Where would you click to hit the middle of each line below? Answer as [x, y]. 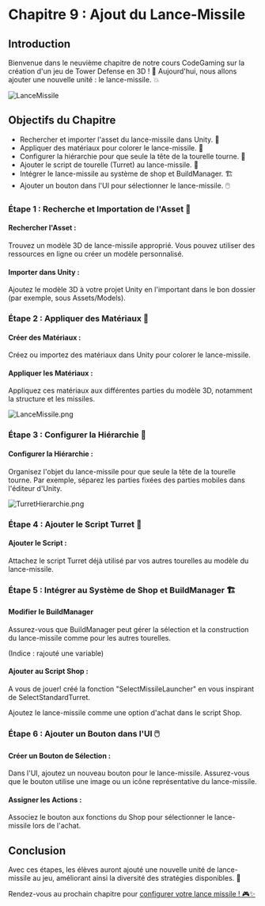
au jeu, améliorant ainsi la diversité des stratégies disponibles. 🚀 [137, 878]
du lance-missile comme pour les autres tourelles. [90, 638]
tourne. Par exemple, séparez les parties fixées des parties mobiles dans [127, 480]
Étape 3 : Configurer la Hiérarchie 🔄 [77, 435]
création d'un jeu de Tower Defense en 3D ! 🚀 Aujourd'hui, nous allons [123, 71]
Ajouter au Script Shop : [48, 672]
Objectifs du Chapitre [62, 120]
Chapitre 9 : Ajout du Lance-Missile [127, 15]
